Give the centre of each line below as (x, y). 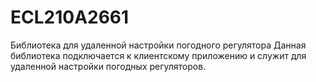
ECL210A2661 (70, 17)
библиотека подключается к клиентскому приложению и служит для (158, 55)
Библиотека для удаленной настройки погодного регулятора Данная (158, 45)
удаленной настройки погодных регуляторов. (108, 66)
